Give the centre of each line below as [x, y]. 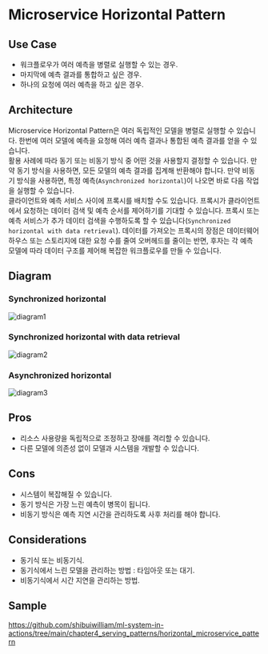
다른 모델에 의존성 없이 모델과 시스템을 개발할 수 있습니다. [110, 448]
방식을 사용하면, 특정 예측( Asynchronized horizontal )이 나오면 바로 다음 [130, 180]
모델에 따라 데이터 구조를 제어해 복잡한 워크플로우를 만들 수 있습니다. [115, 251]
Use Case [33, 44]
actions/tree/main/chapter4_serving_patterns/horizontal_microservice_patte [134, 633]
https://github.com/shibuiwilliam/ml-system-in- [86, 625]
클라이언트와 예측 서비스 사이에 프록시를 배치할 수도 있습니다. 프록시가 [117, 200]
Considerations [48, 540]
